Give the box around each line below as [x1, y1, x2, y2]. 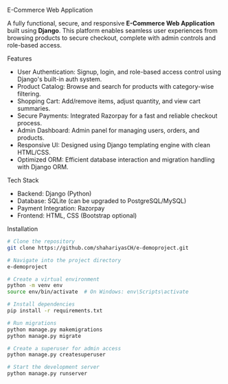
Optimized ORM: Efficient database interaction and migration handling [16, 156, 215, 164]
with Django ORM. [16, 163, 69, 171]
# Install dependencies [7, 301, 76, 308]
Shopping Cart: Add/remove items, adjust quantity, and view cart [16, 97, 201, 105]
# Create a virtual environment [7, 275, 100, 283]
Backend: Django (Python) [16, 189, 92, 198]
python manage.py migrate [7, 332, 81, 339]
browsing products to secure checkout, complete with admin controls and [7, 34, 216, 42]
